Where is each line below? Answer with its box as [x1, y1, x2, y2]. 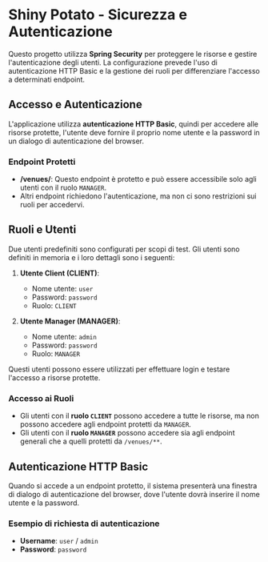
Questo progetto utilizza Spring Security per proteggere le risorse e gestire [8, 49, 258, 58]
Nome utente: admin [31, 331, 98, 341]
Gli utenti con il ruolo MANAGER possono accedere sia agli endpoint [19, 428, 235, 438]
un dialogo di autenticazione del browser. [8, 136, 145, 146]
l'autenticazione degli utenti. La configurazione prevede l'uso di [8, 58, 218, 67]
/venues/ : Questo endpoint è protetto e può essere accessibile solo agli [19, 175, 258, 184]
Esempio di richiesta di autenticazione [8, 518, 160, 529]
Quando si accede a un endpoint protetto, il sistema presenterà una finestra [8, 480, 258, 490]
